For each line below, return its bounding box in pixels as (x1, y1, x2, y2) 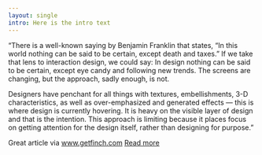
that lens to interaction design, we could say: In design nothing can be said (8, 57, 251, 67)
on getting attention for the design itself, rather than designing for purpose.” (8, 123, 254, 132)
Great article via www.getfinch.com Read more (8, 138, 160, 147)
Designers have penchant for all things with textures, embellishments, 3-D (8, 89, 249, 98)
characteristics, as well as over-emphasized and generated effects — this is (8, 98, 254, 107)
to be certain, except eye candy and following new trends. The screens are (8, 65, 251, 75)
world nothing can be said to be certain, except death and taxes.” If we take (8, 49, 253, 58)
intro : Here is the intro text (8, 19, 111, 27)
